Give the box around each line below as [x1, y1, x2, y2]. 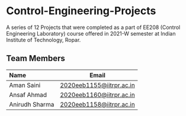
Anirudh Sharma [9, 100, 54, 108]
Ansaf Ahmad [9, 91, 47, 99]
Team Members [6, 53, 65, 63]
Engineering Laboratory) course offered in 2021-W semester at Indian [6, 30, 176, 37]
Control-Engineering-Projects [6, 4, 156, 18]
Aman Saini [9, 81, 41, 89]
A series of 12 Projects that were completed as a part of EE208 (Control [6, 24, 181, 31]
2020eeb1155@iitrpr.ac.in [60, 81, 135, 89]
